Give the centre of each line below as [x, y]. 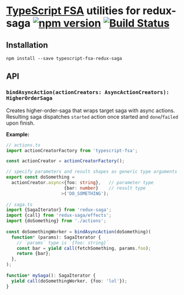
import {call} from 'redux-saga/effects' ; [59, 216]
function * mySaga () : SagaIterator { [51, 275]
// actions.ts [24, 145]
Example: [18, 134]
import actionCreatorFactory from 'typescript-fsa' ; [72, 150]
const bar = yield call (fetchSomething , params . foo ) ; [84, 248]
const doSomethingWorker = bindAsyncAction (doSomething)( [78, 232]
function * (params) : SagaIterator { [56, 237]
